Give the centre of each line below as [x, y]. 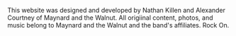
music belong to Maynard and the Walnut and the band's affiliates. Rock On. [118, 25]
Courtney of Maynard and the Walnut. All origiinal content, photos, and [110, 18]
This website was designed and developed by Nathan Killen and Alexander [116, 10]
